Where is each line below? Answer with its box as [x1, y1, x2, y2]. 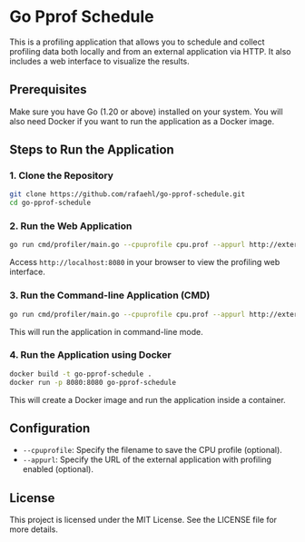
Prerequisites [9, 82, 87, 97]
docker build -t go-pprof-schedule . [9, 370, 152, 379]
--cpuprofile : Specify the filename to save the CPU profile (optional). [22, 445, 283, 456]
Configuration [9, 420, 91, 436]
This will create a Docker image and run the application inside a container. [9, 394, 286, 405]
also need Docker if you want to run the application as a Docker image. [9, 115, 275, 126]
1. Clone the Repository [9, 170, 113, 182]
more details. [9, 524, 59, 535]
